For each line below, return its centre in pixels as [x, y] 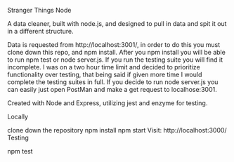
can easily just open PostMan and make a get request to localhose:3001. [112, 89]
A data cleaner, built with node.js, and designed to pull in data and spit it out [117, 23]
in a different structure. [40, 31]
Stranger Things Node [39, 10]
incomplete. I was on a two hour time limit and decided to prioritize [104, 67]
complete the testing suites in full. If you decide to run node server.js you [113, 82]
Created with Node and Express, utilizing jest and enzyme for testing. [108, 103]
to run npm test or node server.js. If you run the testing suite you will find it [115, 60]
